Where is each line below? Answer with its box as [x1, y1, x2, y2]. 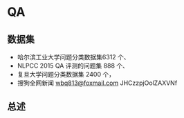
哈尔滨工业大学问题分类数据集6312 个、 [17, 53, 130, 61]
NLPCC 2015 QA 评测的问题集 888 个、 [17, 61, 129, 70]
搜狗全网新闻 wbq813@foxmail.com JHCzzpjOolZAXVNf [17, 79, 178, 87]
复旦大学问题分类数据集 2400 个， [17, 70, 116, 78]
